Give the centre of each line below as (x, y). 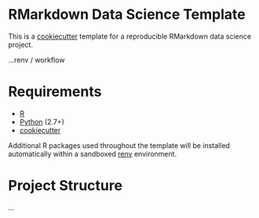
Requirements (55, 92)
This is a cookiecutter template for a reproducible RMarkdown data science (130, 36)
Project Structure (66, 186)
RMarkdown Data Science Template (127, 15)
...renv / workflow (36, 60)
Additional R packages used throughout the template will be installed (119, 145)
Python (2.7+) (42, 122)
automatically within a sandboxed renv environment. (93, 153)
